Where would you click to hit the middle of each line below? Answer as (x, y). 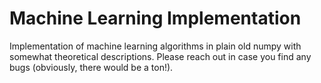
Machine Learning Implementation (155, 18)
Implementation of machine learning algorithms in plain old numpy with (155, 46)
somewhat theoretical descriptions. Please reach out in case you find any (160, 56)
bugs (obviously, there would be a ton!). (91, 67)
